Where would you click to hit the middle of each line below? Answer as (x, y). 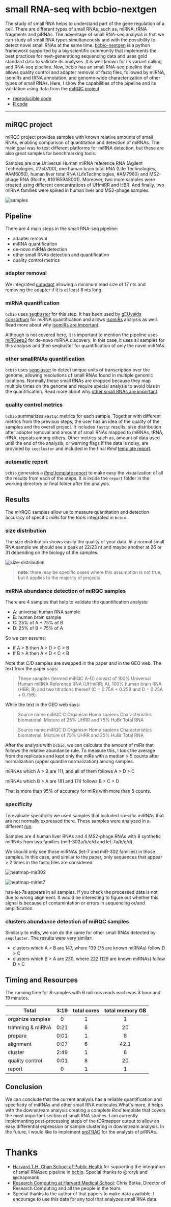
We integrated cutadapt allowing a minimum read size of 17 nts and (76, 284)
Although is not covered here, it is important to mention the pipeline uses (81, 335)
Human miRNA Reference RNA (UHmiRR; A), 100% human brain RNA (90, 684)
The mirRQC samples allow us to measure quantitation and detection (77, 512)
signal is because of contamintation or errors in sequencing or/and (75, 903)
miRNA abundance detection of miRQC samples (66, 591)
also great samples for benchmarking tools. (51, 153)
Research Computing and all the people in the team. (67, 1188)
